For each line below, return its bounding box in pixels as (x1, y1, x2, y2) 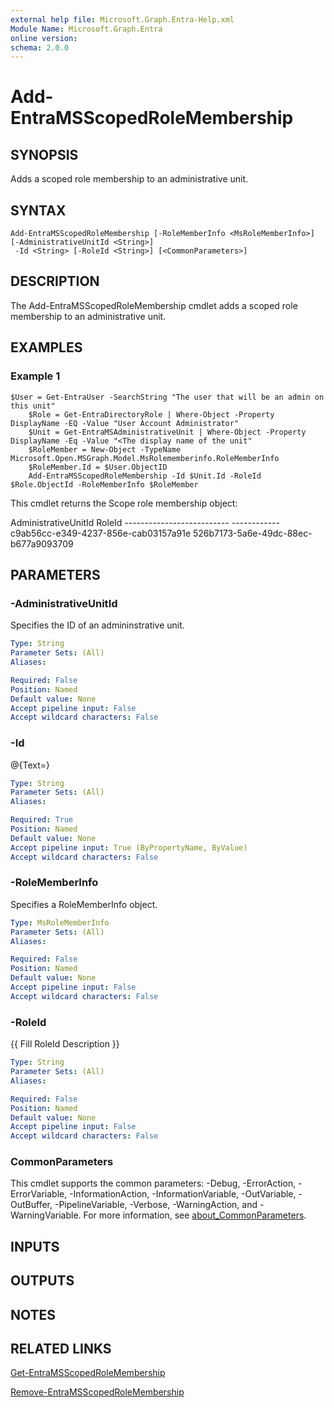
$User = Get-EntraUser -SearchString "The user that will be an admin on (10, 392, 325, 402)
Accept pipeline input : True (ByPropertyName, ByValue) (10, 842, 248, 853)
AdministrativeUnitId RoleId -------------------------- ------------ (10, 516, 280, 528)
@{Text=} (10, 759, 51, 771)
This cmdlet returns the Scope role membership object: (10, 497, 238, 509)
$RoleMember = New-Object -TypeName (28, 444, 182, 455)
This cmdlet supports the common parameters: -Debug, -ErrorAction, (10, 1177, 297, 1190)
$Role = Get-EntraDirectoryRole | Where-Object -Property (28, 409, 275, 420)
